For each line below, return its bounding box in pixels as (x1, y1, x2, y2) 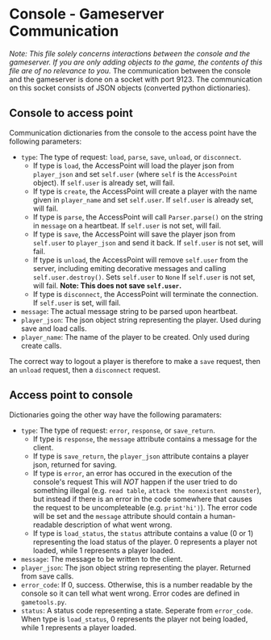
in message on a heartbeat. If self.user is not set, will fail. (32, 220, 221, 230)
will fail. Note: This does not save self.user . (32, 280, 182, 291)
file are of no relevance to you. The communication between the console (9, 65, 251, 75)
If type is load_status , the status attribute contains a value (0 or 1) (32, 528, 254, 538)
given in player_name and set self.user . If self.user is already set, (32, 195, 253, 204)
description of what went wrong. (64, 520, 173, 529)
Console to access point (9, 107, 134, 120)
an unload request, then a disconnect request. (9, 365, 161, 374)
